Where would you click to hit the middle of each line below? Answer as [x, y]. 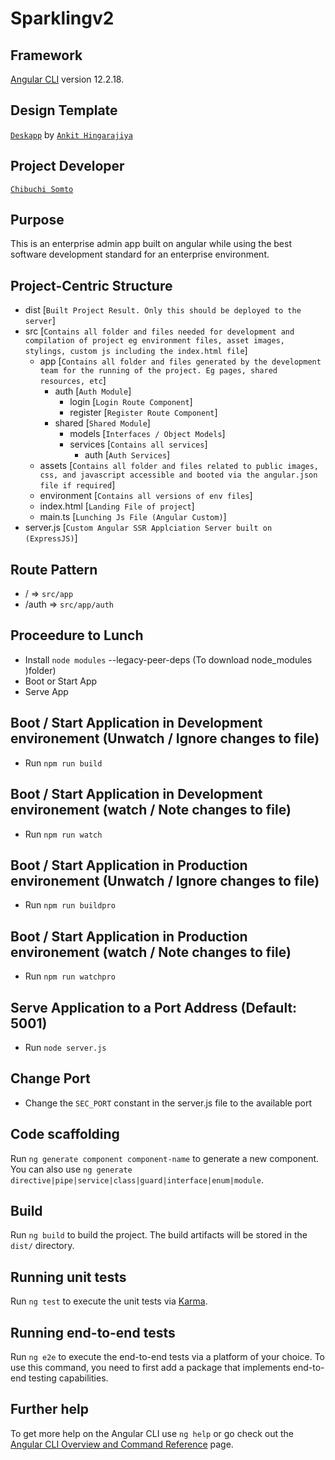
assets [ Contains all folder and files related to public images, [179, 466]
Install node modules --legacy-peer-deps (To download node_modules [168, 659]
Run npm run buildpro [70, 905]
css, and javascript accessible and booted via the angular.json [178, 475]
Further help [50, 1409]
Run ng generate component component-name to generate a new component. [165, 1158]
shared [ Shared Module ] [102, 423]
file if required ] [77, 485]
